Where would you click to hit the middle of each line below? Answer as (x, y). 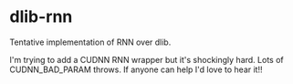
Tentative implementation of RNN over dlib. (90, 42)
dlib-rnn (41, 17)
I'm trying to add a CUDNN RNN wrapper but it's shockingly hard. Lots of (147, 59)
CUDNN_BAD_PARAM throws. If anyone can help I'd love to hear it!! (136, 69)
